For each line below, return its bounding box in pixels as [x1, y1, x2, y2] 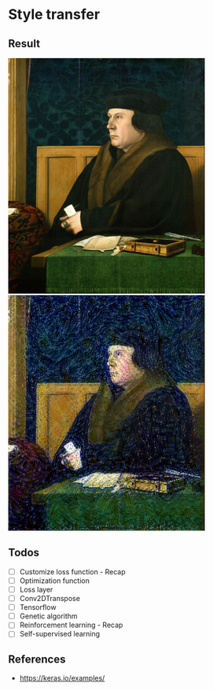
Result [8, 37, 41, 50]
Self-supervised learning [19, 629, 101, 639]
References [8, 652, 66, 666]
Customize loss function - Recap [19, 566, 126, 576]
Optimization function [19, 576, 90, 585]
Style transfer [8, 6, 101, 24]
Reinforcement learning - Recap [19, 620, 123, 630]
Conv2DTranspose [19, 594, 81, 603]
